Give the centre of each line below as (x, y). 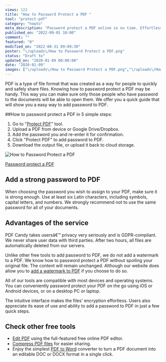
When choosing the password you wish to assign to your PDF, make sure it (81, 192)
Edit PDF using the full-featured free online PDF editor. (68, 338)
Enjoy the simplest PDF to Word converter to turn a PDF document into (84, 349)
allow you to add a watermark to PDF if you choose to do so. (67, 271)
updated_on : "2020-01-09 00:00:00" (42, 60)
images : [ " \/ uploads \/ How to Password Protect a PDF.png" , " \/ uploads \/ (80, 70)
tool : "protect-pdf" (26, 19)
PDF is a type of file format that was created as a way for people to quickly (81, 84)
